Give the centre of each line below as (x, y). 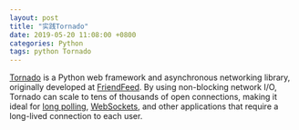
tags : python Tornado (51, 52)
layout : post (34, 18)
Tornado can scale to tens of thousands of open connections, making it (144, 97)
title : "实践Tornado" (49, 26)
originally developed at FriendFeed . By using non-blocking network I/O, (144, 87)
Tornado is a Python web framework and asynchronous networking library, (150, 77)
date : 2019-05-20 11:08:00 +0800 (73, 35)
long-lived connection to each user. (76, 116)
